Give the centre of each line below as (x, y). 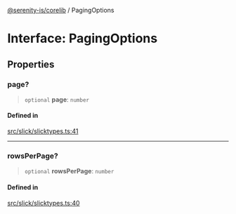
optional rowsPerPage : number (69, 171)
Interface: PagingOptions (83, 39)
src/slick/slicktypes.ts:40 (44, 203)
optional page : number (57, 99)
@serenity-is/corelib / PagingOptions (61, 10)
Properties (31, 64)
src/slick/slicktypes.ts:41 (43, 131)
